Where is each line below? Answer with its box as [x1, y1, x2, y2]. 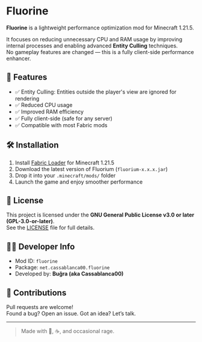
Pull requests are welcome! [6, 304, 73, 310]
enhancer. [6, 55, 31, 62]
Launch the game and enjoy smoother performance [14, 178, 143, 185]
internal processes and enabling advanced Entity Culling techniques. [6, 42, 179, 49]
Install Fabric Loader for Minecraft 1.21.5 [14, 159, 115, 166]
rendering [14, 95, 40, 102]
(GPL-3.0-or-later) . [6, 218, 55, 225]
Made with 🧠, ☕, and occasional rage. [20, 328, 115, 334]
